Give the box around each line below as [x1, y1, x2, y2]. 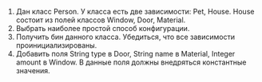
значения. [15, 66, 50, 75]
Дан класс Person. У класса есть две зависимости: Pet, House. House [15, 7, 255, 16]
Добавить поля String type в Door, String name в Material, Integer [15, 49, 236, 58]
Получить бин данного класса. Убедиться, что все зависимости [15, 32, 236, 41]
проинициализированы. [15, 41, 97, 50]
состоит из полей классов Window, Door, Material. [15, 15, 186, 25]
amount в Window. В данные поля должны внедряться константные [15, 57, 247, 67]
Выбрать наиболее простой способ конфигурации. [15, 24, 190, 33]
